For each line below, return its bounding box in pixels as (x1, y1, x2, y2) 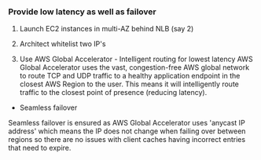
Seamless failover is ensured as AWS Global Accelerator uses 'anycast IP (8, 118, 245, 128)
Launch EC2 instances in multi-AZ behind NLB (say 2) (19, 24, 194, 34)
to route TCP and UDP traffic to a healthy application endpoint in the (19, 71, 241, 81)
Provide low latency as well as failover (8, 6, 156, 17)
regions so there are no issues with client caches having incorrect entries (8, 135, 246, 144)
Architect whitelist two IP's (19, 39, 106, 49)
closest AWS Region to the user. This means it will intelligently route (19, 79, 240, 89)
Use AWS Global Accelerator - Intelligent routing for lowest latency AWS (19, 54, 253, 64)
